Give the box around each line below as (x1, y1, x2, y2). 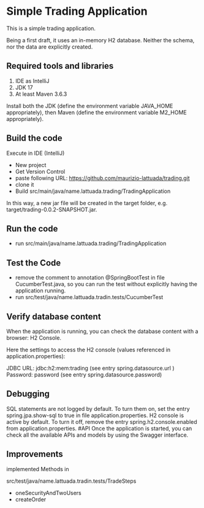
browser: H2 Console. (6, 334, 62, 342)
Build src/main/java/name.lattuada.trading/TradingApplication (15, 187, 171, 195)
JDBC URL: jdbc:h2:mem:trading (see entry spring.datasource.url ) (6, 364, 175, 372)
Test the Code (6, 257, 61, 268)
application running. (15, 287, 66, 294)
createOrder (15, 496, 47, 503)
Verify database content (6, 311, 101, 322)
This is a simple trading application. (6, 25, 96, 32)
